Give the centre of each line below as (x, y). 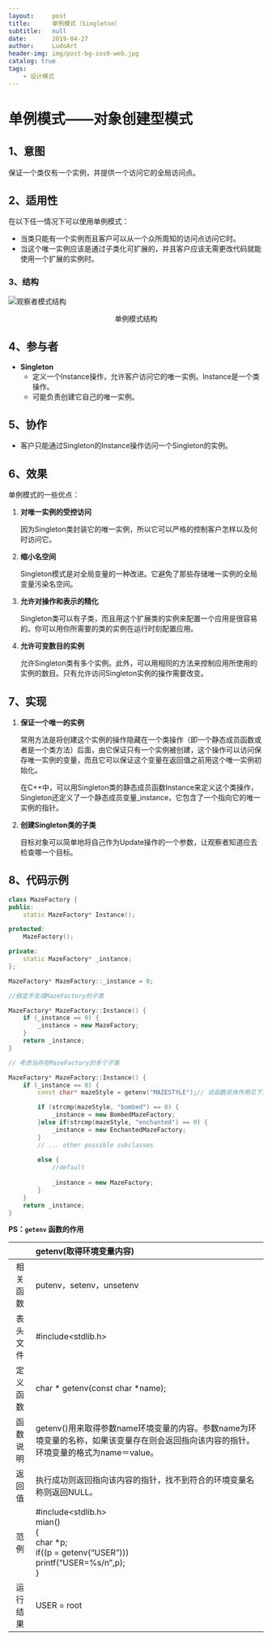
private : (23, 952)
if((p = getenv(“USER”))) (82, 1553)
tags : (17, 69)
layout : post (38, 16)
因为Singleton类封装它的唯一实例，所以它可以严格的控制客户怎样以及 (135, 529)
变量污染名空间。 (49, 584)
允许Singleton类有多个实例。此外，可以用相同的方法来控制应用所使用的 (138, 663)
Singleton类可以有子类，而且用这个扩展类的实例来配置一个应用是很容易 (138, 618)
